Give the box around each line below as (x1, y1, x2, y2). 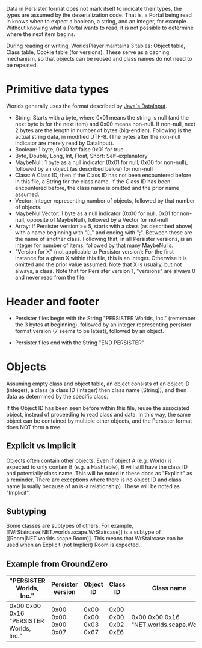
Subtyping (6, 506, 47, 516)
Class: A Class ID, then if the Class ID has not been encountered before (14, 171, 192, 179)
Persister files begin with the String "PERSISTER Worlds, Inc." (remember (14, 314, 196, 322)
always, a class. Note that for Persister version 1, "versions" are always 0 (14, 267, 195, 274)
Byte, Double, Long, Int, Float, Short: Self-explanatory (14, 152, 148, 159)
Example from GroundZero (6, 558, 108, 569)
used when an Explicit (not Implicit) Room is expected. (6, 541, 141, 549)
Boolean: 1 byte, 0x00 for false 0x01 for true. (14, 145, 125, 153)
